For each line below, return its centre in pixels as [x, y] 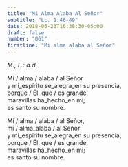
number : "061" [28, 39]
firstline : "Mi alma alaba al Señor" [61, 45]
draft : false [26, 33]
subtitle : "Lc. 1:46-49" [43, 20]
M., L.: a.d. [22, 65]
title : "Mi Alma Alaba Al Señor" [55, 13]
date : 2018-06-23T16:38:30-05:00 [55, 26]
